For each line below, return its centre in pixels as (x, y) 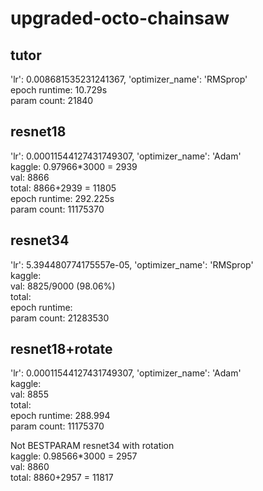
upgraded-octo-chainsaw (120, 18)
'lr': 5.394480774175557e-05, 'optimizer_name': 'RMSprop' (132, 264)
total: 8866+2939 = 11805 (63, 188)
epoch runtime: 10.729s (59, 90)
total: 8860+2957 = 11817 (62, 478)
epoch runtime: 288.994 (60, 416)
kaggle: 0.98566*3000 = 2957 (74, 456)
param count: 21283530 (60, 318)
